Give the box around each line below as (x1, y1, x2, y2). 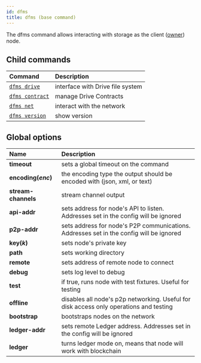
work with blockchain (61, 347, 121, 355)
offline (9, 299, 29, 307)
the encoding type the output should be (61, 170, 172, 178)
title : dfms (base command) (6, 14, 77, 20)
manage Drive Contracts (54, 92, 124, 101)
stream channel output (61, 191, 125, 199)
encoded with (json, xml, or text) (61, 178, 153, 186)
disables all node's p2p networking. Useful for (61, 295, 191, 304)
